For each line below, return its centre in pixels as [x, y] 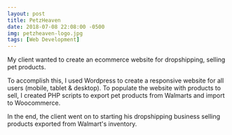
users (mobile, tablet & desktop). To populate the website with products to [114, 88]
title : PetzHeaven [34, 20]
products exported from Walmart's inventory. [72, 124]
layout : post [26, 14]
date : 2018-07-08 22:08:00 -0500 [56, 27]
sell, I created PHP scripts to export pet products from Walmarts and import [116, 96]
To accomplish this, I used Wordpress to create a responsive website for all [116, 80]
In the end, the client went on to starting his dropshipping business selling [114, 117]
